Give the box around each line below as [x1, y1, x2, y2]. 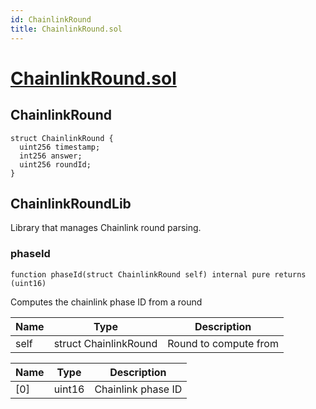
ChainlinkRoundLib [10, 195, 132, 212]
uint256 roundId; [19, 159, 92, 170]
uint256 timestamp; [19, 142, 101, 152]
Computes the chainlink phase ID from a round [10, 296, 203, 308]
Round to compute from [167, 336, 279, 350]
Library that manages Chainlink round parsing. [10, 222, 202, 234]
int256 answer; [19, 151, 83, 161]
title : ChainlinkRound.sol [10, 24, 123, 34]
